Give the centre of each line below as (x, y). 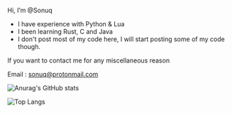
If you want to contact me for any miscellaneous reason (89, 60)
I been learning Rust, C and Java (65, 32)
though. (29, 47)
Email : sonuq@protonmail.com (53, 74)
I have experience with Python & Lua (71, 24)
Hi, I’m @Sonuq (30, 10)
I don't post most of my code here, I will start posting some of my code (121, 39)
